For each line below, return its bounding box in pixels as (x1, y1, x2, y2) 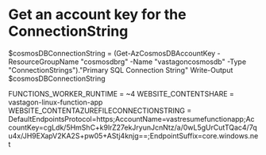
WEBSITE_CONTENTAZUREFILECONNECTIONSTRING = (8, 105, 192, 115)
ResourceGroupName (8, 57, 79, 66)
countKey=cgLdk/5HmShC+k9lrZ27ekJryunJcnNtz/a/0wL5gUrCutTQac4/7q (8, 123, 257, 132)
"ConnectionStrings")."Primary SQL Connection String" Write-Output (8, 65, 233, 74)
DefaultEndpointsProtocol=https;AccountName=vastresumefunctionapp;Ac (8, 114, 256, 123)
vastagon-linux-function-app (8, 97, 103, 107)
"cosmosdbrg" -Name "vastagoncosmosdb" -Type (80, 57, 247, 66)
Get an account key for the (8, 6, 187, 24)
